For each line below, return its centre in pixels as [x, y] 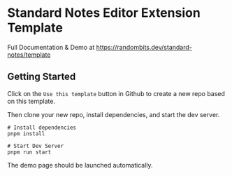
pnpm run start [29, 152]
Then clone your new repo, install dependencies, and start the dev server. [114, 114]
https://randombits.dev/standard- [144, 47]
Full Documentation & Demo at [51, 47]
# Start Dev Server [36, 146]
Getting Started [42, 77]
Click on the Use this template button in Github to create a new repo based [116, 93]
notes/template [29, 55]
